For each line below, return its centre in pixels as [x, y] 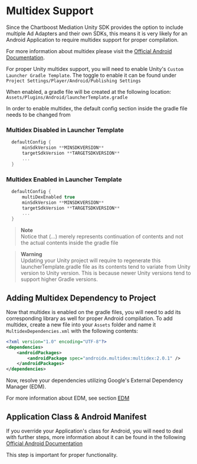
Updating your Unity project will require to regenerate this [91, 260]
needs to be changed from [38, 115]
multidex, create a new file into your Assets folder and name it [81, 324]
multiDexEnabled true [48, 197]
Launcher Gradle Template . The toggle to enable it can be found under [91, 75]
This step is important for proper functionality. [62, 455]
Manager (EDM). [26, 387]
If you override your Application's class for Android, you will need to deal [95, 431]
